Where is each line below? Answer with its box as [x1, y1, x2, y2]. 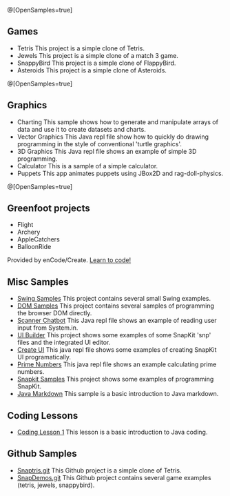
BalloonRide [17, 243, 52, 251]
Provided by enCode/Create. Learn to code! [7, 256, 132, 264]
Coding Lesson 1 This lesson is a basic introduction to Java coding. [17, 428, 208, 437]
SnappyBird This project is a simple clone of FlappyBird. [17, 59, 176, 67]
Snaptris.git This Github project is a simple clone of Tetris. [17, 466, 182, 475]
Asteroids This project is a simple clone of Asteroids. [17, 66, 167, 75]
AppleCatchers [17, 235, 60, 244]
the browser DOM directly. [17, 309, 92, 317]
